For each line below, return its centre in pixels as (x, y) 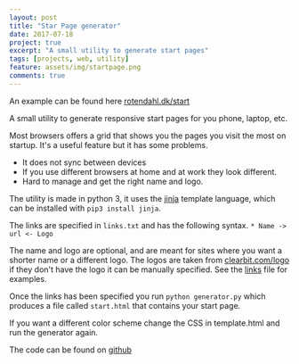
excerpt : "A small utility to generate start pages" (109, 51)
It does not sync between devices (84, 162)
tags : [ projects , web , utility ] (69, 59)
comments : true (37, 76)
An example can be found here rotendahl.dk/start (99, 101)
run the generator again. (54, 332)
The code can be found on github (70, 350)
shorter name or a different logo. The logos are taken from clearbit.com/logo (149, 260)
